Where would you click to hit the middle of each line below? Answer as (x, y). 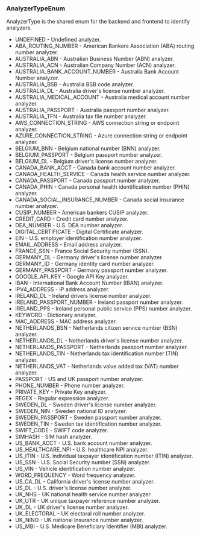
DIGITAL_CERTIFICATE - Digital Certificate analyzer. (79, 232)
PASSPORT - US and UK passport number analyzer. (79, 379)
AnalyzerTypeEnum (36, 8)
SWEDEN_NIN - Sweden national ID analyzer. (71, 411)
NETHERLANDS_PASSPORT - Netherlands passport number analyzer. (102, 347)
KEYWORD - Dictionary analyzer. (56, 315)
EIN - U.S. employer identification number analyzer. (79, 238)
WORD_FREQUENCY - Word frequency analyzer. (75, 475)
